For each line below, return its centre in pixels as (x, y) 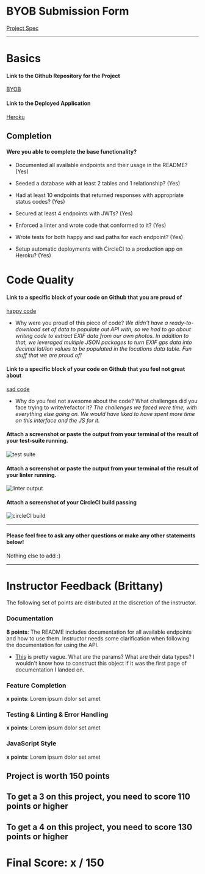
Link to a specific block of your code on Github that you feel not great (96, 369)
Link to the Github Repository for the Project (63, 76)
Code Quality (40, 280)
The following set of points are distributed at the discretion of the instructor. (102, 603)
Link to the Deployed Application (49, 103)
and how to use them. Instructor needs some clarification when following (98, 638)
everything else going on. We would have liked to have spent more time (105, 414)
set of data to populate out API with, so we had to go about (116, 329)
